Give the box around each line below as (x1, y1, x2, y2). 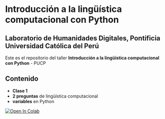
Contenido (5, 75, 39, 83)
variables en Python (12, 98, 55, 104)
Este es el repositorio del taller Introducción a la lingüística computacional (5, 55, 160, 61)
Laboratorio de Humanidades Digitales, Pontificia (5, 34, 161, 42)
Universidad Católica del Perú (5, 41, 99, 50)
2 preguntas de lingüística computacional (12, 93, 98, 99)
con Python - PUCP (5, 60, 46, 66)
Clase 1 (12, 88, 28, 94)
